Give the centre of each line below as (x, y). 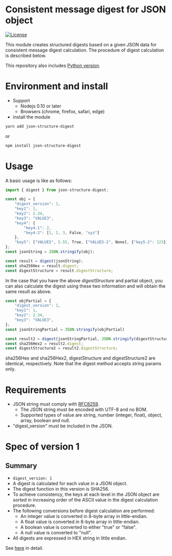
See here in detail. (24, 548)
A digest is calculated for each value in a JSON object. (70, 483)
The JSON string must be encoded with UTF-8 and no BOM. (84, 409)
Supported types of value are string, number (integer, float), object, (91, 415)
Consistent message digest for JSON (86, 10)
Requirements (36, 390)
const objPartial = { (28, 301)
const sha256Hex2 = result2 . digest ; (44, 344)
